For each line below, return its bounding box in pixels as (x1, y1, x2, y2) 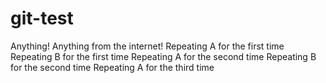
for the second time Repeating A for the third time (10, 61, 215, 73)
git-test (10, 7, 74, 30)
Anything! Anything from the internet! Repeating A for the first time (10, 40, 285, 52)
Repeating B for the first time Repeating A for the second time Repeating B (10, 50, 317, 62)
